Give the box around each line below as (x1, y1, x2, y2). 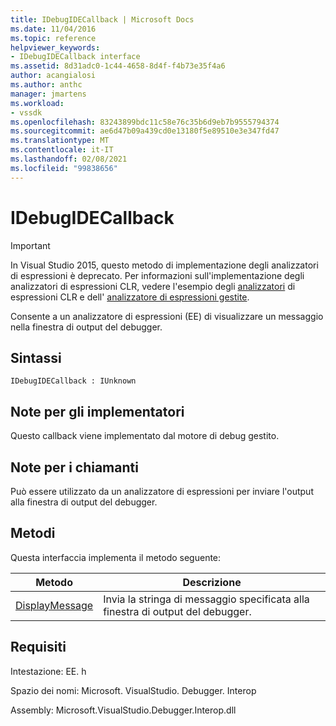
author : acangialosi (10, 71, 97, 81)
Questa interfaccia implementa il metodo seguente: (10, 551, 222, 563)
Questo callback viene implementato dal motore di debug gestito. (10, 430, 280, 442)
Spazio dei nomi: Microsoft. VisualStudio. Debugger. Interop (10, 684, 257, 696)
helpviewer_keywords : (10, 42, 101, 53)
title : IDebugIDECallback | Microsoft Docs (10, 14, 195, 25)
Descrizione (182, 575, 242, 589)
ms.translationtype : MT (10, 136, 110, 146)
